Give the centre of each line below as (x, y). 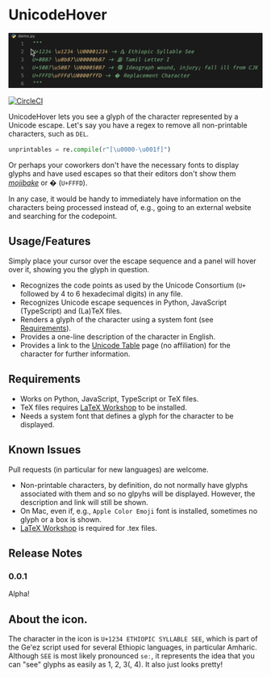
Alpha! (19, 594)
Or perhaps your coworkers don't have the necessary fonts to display (124, 165)
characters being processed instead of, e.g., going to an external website (130, 208)
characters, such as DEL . (49, 134)
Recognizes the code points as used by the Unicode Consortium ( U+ (133, 285)
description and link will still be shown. (84, 502)
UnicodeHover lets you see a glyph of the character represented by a (123, 117)
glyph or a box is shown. (61, 519)
